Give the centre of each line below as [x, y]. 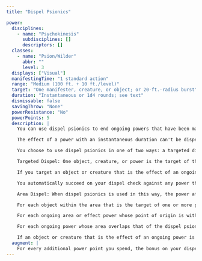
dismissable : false [36, 101]
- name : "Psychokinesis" [48, 34]
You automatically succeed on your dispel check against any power [103, 183]
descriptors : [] [42, 45]
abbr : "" [33, 62]
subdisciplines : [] [46, 40]
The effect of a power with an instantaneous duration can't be [99, 140]
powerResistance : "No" [40, 112]
